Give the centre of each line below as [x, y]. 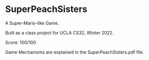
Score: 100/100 [21, 42]
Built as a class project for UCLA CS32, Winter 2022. [59, 32]
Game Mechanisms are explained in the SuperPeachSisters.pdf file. [74, 52]
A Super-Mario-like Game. [32, 23]
